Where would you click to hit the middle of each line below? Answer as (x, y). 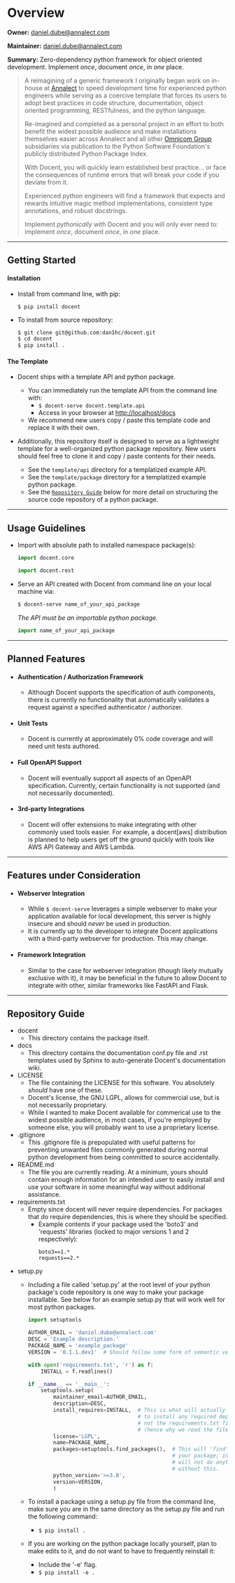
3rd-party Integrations (51, 809)
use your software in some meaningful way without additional (116, 1187)
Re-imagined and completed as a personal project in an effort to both (124, 123)
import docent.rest (46, 571)
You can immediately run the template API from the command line (122, 390)
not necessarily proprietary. (67, 1105)
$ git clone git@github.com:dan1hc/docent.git (86, 332)
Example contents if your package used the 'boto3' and (118, 1224)
